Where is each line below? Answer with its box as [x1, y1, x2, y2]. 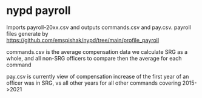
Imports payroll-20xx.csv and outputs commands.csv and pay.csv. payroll [6, 24, 191, 31]
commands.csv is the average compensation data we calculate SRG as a [6, 48, 188, 55]
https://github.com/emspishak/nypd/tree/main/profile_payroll [6, 36, 160, 44]
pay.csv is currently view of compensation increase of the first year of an [6, 73, 189, 80]
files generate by [6, 30, 49, 37]
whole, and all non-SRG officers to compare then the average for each [6, 54, 182, 62]
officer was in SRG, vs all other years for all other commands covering [6, 79, 181, 87]
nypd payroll [6, 4, 71, 18]
